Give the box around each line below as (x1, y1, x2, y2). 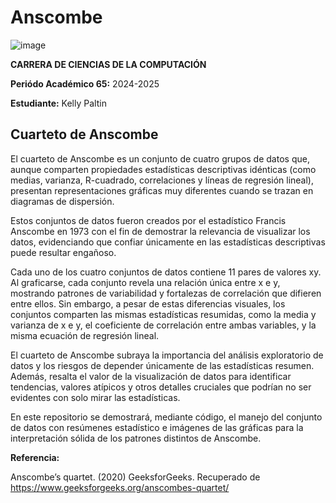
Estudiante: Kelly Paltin (10, 97, 107, 109)
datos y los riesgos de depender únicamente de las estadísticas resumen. (10, 359, 315, 371)
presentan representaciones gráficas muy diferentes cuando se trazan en (10, 184, 314, 196)
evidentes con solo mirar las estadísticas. (10, 391, 181, 403)
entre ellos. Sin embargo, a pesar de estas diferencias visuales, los (10, 297, 286, 310)
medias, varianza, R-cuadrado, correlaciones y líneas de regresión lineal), (10, 174, 315, 186)
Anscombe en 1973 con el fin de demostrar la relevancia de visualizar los (10, 225, 311, 237)
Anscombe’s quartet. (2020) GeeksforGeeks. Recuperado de (10, 471, 261, 483)
